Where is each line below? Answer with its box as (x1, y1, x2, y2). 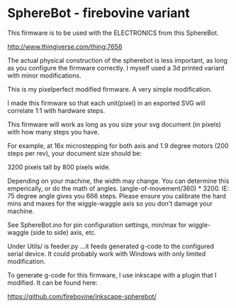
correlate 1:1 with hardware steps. (7, 106, 106, 115)
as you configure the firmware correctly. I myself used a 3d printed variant (7, 63, 225, 72)
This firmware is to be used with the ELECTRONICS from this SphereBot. (7, 28, 219, 37)
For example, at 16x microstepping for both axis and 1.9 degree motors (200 (7, 141, 229, 150)
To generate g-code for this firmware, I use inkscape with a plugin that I (7, 270, 217, 279)
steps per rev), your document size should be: (7, 149, 142, 157)
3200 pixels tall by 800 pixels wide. (7, 162, 111, 171)
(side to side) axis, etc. (30, 228, 97, 236)
